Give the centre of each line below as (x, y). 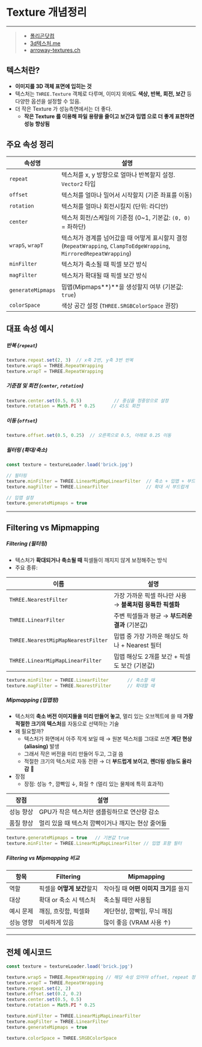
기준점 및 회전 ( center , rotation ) (45, 386)
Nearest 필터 (144, 645)
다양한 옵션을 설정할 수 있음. (48, 101)
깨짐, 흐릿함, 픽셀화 (64, 911)
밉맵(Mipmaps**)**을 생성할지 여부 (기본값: (122, 286)
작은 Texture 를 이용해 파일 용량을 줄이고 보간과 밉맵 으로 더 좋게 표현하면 (109, 116)
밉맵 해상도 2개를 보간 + (146, 656)
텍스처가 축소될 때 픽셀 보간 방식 (104, 264)
